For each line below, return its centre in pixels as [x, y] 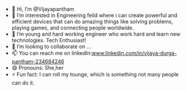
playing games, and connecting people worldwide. [73, 28]
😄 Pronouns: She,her [38, 68]
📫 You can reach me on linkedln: [52, 53]
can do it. [23, 83]
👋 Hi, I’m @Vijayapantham [43, 9]
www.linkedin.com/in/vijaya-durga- [134, 53]
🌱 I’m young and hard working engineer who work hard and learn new [96, 34]
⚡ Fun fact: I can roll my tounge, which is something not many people [95, 74]
